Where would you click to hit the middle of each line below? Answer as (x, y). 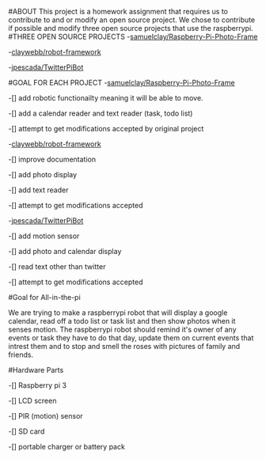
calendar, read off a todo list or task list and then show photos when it (122, 321)
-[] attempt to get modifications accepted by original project (106, 129)
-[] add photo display (43, 174)
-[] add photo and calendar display (65, 251)
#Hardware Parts (36, 370)
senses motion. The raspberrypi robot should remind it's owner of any (122, 329)
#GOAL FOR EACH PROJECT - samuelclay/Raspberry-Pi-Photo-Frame (122, 83)
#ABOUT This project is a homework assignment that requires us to (118, 11)
